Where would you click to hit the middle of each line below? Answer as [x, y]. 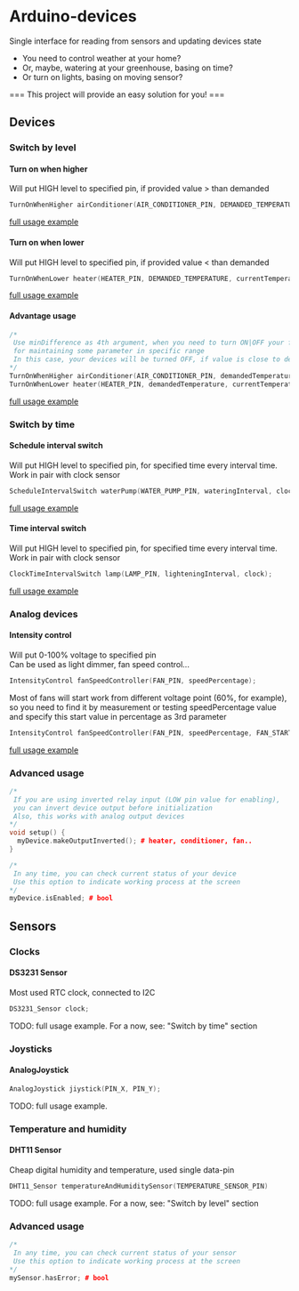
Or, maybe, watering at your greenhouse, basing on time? [127, 68]
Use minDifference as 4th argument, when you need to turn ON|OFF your [149, 343]
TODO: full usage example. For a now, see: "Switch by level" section [134, 1203]
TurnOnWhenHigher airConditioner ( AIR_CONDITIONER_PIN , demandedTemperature [153, 375]
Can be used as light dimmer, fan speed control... [99, 664]
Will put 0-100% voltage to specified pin [83, 655]
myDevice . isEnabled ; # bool [61, 899]
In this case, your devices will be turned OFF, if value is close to [146, 359]
